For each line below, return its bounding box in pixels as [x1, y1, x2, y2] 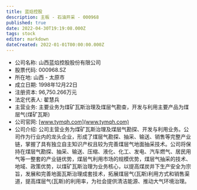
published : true [6, 20, 46, 26]
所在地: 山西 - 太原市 [14, 74, 65, 81]
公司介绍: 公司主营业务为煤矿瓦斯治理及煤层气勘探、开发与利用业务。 [14, 125, 184, 132]
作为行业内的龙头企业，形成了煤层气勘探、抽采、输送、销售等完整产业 [20, 133, 191, 140]
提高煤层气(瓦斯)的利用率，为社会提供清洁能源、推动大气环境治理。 [25, 178, 190, 185]
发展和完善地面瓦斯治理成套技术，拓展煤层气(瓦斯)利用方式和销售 [25, 170, 185, 177]
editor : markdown [6, 36, 49, 42]
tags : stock [6, 31, 35, 37]
